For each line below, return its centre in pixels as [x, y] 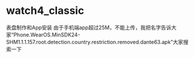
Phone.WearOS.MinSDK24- [47, 35]
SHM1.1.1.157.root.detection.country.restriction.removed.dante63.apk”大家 [95, 42]
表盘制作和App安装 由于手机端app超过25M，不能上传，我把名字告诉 [89, 27]
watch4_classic [45, 11]
